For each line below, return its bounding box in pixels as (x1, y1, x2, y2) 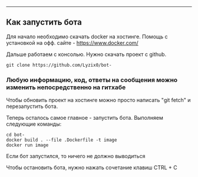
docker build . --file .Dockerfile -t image (6, 137, 117, 143)
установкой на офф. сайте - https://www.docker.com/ (6, 39, 138, 46)
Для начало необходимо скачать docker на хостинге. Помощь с (6, 33, 168, 40)
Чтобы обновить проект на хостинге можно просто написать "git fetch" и (6, 97, 191, 104)
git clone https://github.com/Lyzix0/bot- (6, 62, 112, 68)
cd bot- (6, 132, 25, 138)
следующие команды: (6, 120, 62, 127)
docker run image (6, 142, 49, 148)
